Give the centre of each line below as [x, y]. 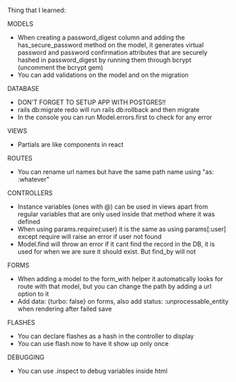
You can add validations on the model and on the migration [103, 75]
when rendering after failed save [65, 309]
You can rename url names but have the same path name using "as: [116, 172]
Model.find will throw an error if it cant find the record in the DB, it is [116, 244]
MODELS [20, 24]
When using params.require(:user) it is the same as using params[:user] [122, 229]
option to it [33, 294]
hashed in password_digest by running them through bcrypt [104, 60]
